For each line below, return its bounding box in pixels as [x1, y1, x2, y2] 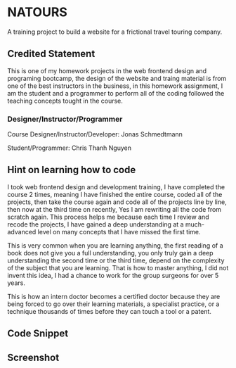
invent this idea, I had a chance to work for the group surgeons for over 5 [7, 271, 219, 279]
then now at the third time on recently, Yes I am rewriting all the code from [7, 205, 222, 213]
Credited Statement [7, 48, 96, 60]
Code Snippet [7, 328, 69, 340]
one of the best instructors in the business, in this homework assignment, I [7, 82, 223, 90]
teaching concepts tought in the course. [7, 96, 123, 105]
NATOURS [7, 4, 68, 20]
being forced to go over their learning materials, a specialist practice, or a [7, 300, 220, 308]
